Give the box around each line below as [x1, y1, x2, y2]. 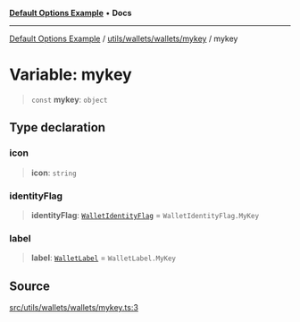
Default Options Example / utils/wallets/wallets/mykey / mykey [9, 33, 238, 44]
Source [9, 278, 51, 293]
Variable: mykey [9, 64, 132, 85]
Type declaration [9, 120, 105, 135]
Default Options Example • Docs [9, 8, 132, 18]
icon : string [30, 167, 78, 178]
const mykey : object [30, 94, 108, 105]
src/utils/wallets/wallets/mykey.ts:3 [9, 302, 138, 313]
